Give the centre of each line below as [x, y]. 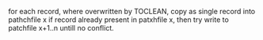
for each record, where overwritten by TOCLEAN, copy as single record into [132, 11]
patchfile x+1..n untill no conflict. [61, 28]
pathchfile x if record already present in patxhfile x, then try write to [119, 20]
